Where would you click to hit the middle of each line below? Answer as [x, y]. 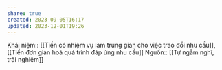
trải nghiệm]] [25, 60]
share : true [24, 13]
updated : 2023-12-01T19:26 [46, 26]
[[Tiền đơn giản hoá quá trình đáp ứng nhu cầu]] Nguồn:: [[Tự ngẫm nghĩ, [111, 52]
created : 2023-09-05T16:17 [46, 20]
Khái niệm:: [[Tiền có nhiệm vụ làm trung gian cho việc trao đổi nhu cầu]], [111, 46]
